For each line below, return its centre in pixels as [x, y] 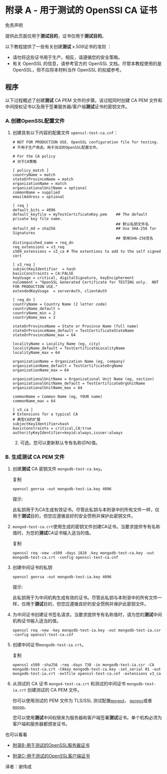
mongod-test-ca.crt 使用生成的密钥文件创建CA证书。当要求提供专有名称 [86, 527]
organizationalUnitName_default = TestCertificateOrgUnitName [79, 383]
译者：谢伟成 [18, 766]
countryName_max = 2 [34, 318]
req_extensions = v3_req [38, 247]
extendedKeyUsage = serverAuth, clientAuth [60, 291]
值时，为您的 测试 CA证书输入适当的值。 [53, 533]
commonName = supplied [36, 192]
